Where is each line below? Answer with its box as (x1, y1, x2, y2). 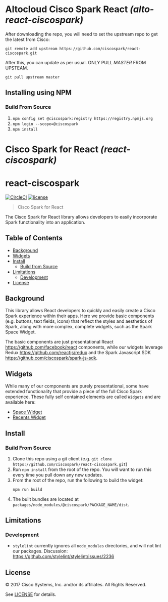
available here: (5, 399, 36, 405)
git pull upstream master (5, 74, 60, 79)
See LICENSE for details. (5, 591, 57, 597)
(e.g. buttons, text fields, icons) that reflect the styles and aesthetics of (5, 318, 153, 324)
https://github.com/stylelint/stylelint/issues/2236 (12, 553, 115, 560)
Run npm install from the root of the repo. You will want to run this (12, 466, 152, 472)
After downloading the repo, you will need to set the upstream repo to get (5, 31, 158, 37)
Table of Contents (5, 234, 63, 242)
